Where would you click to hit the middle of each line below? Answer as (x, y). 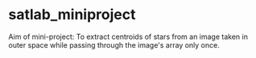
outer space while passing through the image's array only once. (114, 44)
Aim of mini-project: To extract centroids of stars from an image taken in (128, 37)
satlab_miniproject (72, 15)
